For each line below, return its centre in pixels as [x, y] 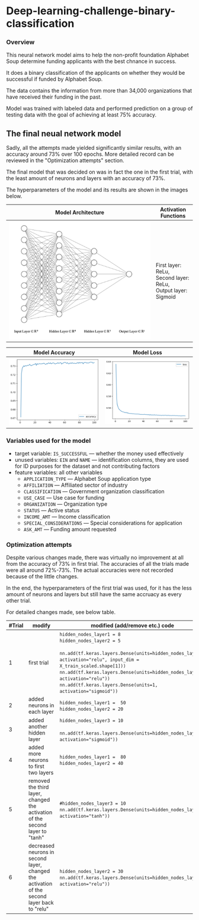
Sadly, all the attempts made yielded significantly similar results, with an [94, 148]
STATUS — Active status [52, 511]
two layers [41, 772]
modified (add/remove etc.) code [133, 625]
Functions [173, 216]
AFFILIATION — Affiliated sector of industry [76, 485]
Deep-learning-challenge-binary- [91, 11]
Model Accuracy [54, 352]
